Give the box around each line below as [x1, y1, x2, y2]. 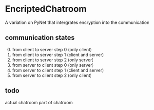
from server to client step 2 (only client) [12, 72, 92, 78]
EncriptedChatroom [5, 3, 87, 15]
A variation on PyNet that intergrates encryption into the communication [5, 19, 150, 25]
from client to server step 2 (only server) [12, 57, 94, 63]
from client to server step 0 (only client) [12, 46, 92, 52]
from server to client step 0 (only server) [12, 62, 94, 68]
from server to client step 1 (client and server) [12, 67, 104, 73]
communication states [5, 34, 75, 42]
